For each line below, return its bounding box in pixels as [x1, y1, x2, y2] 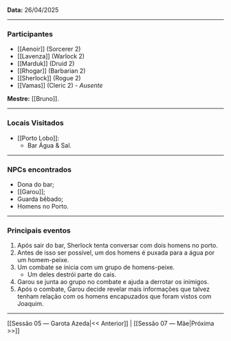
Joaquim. [16, 300, 44, 308]
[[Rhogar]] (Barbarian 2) [16, 67, 86, 75]
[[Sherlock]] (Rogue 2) [16, 74, 81, 82]
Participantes [7, 29, 54, 38]
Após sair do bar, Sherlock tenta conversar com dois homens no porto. [16, 242, 218, 250]
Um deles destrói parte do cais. [27, 270, 117, 279]
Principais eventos [7, 226, 71, 235]
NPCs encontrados [7, 165, 72, 174]
